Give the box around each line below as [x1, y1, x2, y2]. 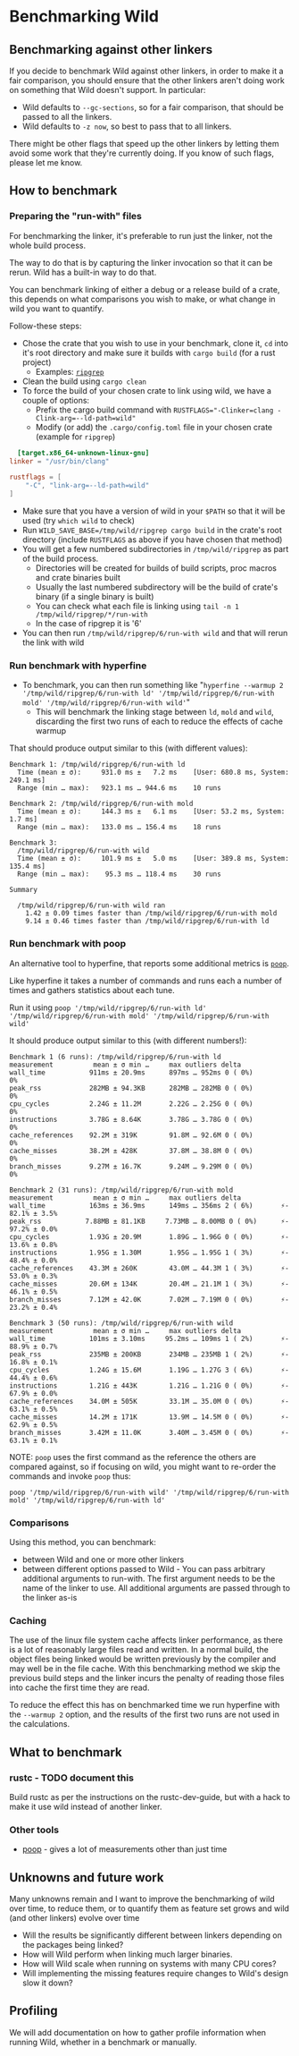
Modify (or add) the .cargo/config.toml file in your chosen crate [35, 421, 273, 432]
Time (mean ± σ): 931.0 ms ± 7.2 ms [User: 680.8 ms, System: [17, 768, 290, 777]
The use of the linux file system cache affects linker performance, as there [9, 1635, 284, 1645]
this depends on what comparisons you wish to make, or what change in [9, 293, 276, 304]
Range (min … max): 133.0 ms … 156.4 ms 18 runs [17, 823, 221, 832]
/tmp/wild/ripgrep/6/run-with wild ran [17, 901, 166, 910]
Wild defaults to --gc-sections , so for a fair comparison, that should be [21, 102, 284, 113]
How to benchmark [9, 183, 118, 199]
